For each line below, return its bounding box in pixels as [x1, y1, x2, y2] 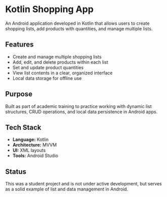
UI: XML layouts [12, 147, 46, 154]
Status [5, 167, 27, 176]
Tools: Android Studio [12, 153, 59, 159]
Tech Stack [5, 123, 41, 132]
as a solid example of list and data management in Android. [5, 186, 129, 192]
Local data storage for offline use [12, 75, 82, 81]
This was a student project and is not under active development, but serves [5, 181, 162, 187]
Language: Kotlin [12, 136, 49, 142]
